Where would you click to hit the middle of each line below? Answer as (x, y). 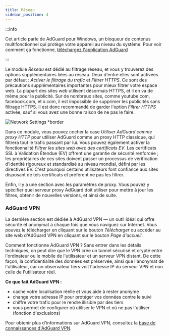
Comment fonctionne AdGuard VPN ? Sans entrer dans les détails (73, 245)
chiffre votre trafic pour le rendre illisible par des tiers (68, 302)
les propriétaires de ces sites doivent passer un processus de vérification (81, 158)
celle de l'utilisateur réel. (31, 272)
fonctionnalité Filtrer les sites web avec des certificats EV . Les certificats (81, 148)
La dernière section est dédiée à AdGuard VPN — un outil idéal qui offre (80, 219)
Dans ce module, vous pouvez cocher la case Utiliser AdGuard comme (79, 131)
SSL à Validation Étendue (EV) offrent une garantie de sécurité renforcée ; (82, 153)
